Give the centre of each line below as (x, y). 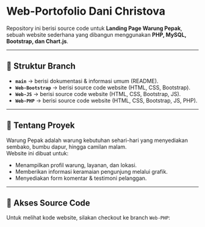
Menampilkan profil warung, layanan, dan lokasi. (76, 165)
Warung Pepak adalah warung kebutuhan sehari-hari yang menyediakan (97, 140)
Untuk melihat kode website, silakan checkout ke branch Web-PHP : (88, 218)
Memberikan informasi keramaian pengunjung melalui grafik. (91, 171)
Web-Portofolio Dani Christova (86, 11)
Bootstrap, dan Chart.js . (38, 41)
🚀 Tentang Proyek (41, 126)
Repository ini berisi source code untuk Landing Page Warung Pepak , (94, 28)
